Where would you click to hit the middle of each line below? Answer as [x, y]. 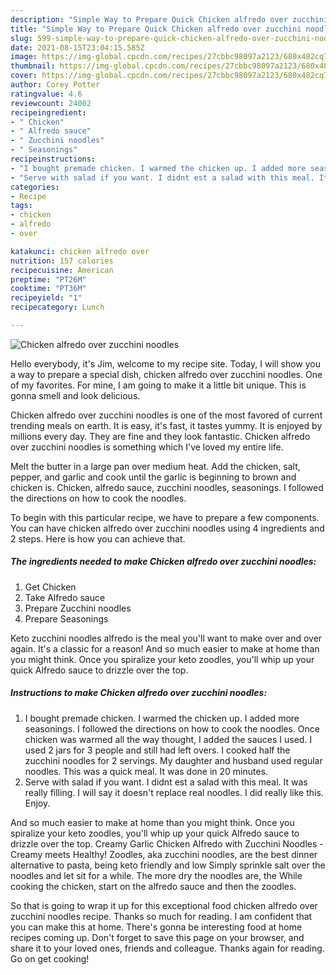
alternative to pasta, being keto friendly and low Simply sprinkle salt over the [168, 865]
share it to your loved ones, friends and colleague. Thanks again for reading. [167, 948]
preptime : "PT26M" [48, 279]
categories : [35, 187]
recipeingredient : [48, 112]
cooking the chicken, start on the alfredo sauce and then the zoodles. [153, 886]
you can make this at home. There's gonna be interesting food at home [156, 927]
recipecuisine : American [62, 270]
